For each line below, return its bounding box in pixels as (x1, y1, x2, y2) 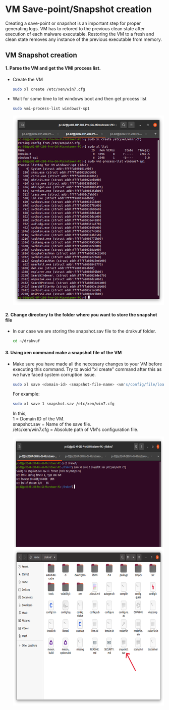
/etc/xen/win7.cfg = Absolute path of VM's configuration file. (12, 426, 139, 432)
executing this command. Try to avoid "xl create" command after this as (12, 366, 162, 372)
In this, (12, 410, 27, 417)
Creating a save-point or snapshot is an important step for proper (5, 20, 141, 26)
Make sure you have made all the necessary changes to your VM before (12, 361, 162, 367)
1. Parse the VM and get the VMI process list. (5, 65, 101, 71)
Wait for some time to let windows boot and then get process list (12, 96, 147, 102)
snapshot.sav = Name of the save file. (12, 421, 92, 427)
